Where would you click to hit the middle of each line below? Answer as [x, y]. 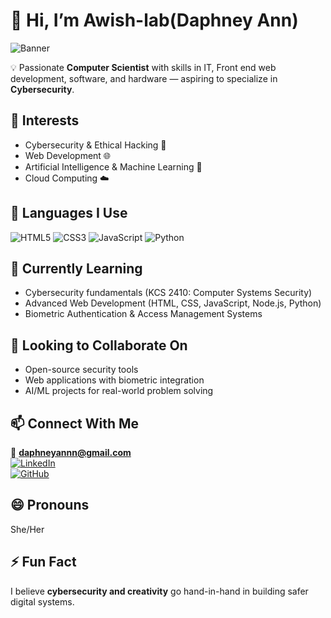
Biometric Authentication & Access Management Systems [143, 314]
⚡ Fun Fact [43, 562]
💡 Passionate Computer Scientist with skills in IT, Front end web [143, 67]
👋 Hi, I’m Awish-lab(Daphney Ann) [154, 20]
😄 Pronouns [50, 505]
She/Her [27, 529]
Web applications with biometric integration [114, 380]
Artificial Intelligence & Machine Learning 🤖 [113, 166]
